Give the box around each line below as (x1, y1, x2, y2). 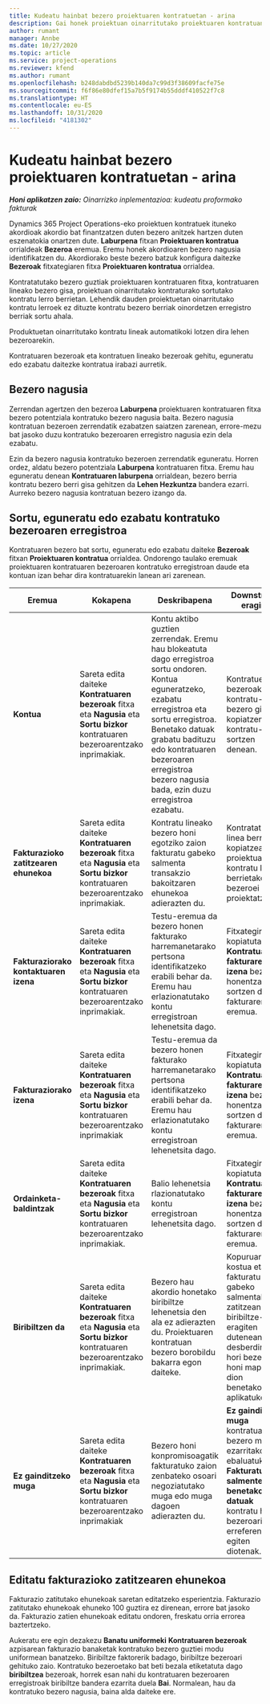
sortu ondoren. (151, 664, 208, 675)
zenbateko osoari (151, 1470, 217, 1481)
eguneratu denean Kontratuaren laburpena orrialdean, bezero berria (9, 471, 237, 481)
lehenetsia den (151, 1307, 207, 1318)
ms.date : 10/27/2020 (9, 42, 79, 50)
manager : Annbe (9, 34, 60, 43)
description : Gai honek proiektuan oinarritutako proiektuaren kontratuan (9, 19, 264, 27)
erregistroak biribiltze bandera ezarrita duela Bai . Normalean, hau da (9, 1678, 236, 1688)
